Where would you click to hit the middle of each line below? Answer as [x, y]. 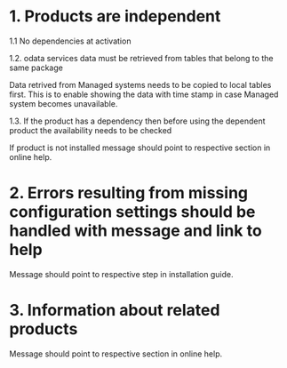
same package [36, 68]
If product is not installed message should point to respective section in [140, 148]
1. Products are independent [115, 16]
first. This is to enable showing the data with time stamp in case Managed [144, 94]
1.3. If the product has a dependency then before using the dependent [137, 121]
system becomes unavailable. [64, 103]
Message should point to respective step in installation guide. [121, 274]
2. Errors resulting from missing [129, 193]
